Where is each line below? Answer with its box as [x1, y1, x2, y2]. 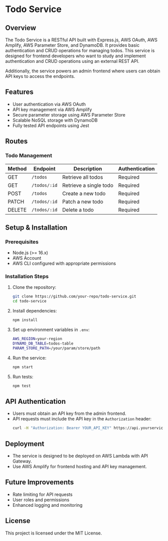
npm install [12, 317, 38, 322]
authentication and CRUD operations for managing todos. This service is [5, 48, 155, 53]
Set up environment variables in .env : [12, 327, 90, 333]
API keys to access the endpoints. [5, 73, 75, 79]
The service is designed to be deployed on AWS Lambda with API [12, 453, 148, 459]
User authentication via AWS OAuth [12, 101, 86, 107]
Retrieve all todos [62, 173, 103, 180]
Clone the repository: [12, 284, 57, 290]
